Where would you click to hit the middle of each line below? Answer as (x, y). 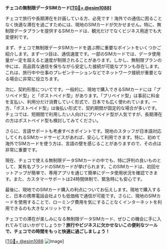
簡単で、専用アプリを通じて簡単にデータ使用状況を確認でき (92, 173)
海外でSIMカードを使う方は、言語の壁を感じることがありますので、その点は (83, 143)
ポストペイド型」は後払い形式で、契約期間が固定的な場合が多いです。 (87, 108)
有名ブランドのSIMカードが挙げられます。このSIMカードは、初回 (89, 167)
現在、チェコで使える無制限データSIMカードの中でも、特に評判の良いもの (81, 160)
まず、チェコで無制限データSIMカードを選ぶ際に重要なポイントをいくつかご (83, 48)
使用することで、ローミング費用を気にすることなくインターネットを (88, 202)
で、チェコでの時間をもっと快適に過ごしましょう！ (58, 231)
